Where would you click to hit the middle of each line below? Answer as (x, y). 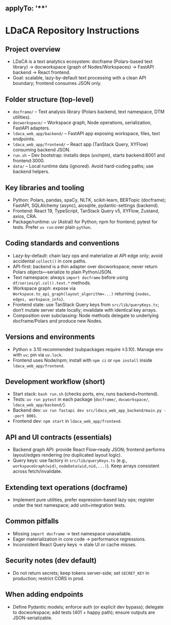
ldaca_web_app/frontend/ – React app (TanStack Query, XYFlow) (80, 144)
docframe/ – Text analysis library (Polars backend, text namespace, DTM (89, 112)
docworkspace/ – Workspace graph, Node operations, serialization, (82, 123)
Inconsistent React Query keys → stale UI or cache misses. (75, 544)
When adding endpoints (44, 595)
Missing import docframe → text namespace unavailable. (72, 533)
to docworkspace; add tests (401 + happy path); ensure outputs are (84, 612)
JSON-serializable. (32, 618)
